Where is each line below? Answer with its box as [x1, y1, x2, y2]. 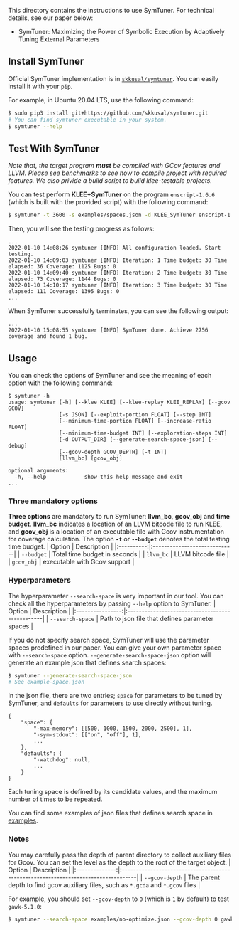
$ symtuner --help [8, 122, 62, 130]
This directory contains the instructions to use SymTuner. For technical [8, 6, 215, 14]
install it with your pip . [8, 82, 73, 90]
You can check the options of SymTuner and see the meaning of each [8, 371, 212, 379]
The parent [187, 873, 221, 882]
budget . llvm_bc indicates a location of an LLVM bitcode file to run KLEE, [8, 519, 223, 529]
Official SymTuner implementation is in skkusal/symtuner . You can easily [8, 74, 219, 83]
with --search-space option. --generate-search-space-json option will [8, 650, 211, 659]
